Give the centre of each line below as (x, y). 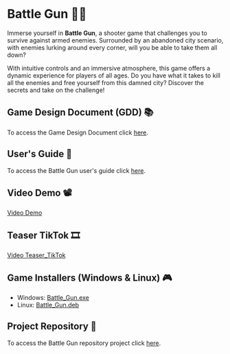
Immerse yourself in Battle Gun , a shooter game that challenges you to (107, 33)
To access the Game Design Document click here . (78, 132)
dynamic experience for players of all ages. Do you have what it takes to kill (114, 75)
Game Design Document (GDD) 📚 (80, 113)
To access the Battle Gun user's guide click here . (77, 170)
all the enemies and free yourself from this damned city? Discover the (106, 82)
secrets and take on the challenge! (56, 90)
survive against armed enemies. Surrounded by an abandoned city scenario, (115, 40)
